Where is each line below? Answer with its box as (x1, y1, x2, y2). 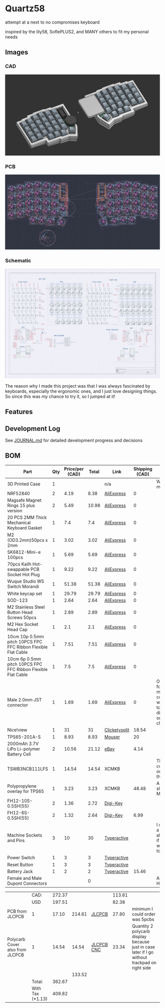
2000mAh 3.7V (7, 740, 39, 747)
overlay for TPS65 (7, 788, 44, 794)
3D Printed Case (7, 481, 41, 487)
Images (5, 48, 28, 56)
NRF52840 (7, 490, 30, 496)
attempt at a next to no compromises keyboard (5, 19, 100, 25)
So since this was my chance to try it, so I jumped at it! (5, 393, 115, 399)
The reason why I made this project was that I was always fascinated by (5, 383, 151, 389)
